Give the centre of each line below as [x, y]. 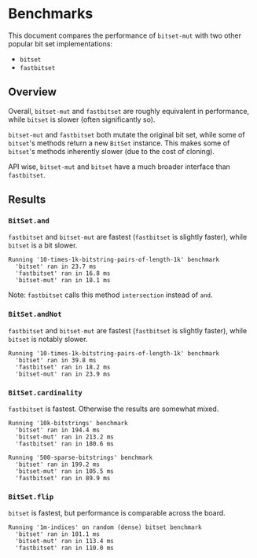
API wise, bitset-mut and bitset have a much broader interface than [119, 167]
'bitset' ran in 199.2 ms [58, 464]
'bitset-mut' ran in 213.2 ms [64, 437]
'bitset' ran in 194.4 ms [58, 430]
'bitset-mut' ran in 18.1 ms [63, 281]
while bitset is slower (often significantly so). [82, 119]
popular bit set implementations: [60, 43]
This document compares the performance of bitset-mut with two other [125, 35]
